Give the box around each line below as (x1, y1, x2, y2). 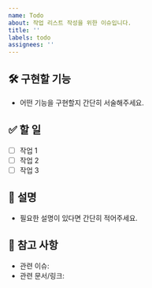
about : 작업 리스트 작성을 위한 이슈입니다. (8, 19, 132, 27)
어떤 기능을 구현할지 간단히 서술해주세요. (19, 98, 144, 107)
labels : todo (8, 33, 51, 42)
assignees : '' (8, 41, 55, 49)
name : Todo (8, 11, 44, 20)
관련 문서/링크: (19, 271, 65, 280)
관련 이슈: (19, 261, 50, 271)
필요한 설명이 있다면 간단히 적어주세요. (19, 213, 138, 223)
